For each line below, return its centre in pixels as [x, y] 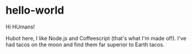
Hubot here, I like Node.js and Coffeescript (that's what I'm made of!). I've [96, 38]
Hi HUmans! [20, 27]
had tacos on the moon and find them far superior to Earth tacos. [85, 45]
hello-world [35, 10]
